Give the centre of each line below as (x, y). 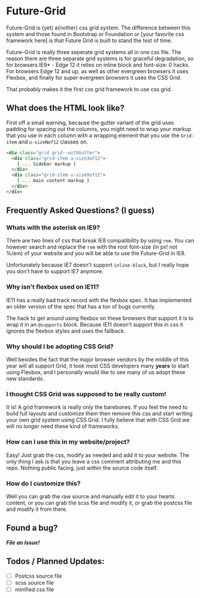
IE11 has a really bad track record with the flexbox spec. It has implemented (99, 300)
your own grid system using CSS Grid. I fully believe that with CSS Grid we (98, 420)
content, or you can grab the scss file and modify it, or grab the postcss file (99, 503)
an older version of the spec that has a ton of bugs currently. (81, 306)
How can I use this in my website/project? (68, 442)
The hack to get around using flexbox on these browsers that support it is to (100, 318)
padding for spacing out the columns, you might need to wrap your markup (99, 129)
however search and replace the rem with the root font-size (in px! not (92, 247)
